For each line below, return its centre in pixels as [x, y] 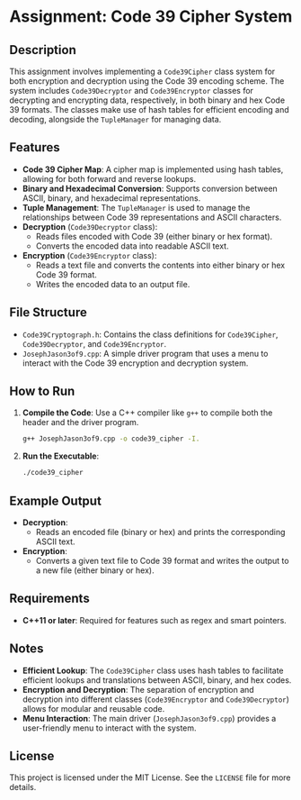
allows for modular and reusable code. [93, 708]
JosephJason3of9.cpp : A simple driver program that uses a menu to [145, 353]
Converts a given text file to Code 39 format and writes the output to [162, 561]
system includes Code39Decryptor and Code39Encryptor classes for [132, 91]
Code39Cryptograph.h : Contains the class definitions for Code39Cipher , [150, 334]
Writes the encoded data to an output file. [113, 284]
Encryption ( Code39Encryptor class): [89, 255]
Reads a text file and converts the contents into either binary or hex [160, 265]
